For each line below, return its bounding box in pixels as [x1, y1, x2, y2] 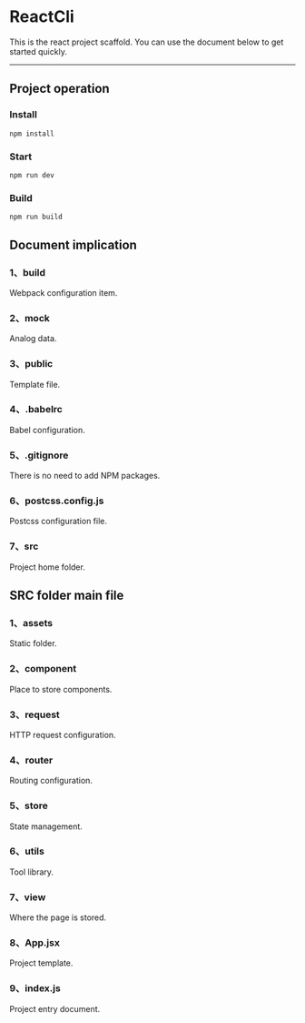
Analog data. [9, 333, 57, 344]
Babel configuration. [9, 424, 85, 435]
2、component [9, 663, 77, 675]
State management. [9, 821, 84, 832]
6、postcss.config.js [9, 494, 104, 507]
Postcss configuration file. [9, 516, 107, 527]
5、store [9, 799, 48, 812]
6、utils [9, 845, 45, 857]
